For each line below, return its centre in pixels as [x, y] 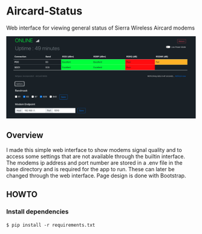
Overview [25, 135]
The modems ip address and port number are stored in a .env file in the [94, 163]
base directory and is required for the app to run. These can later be [90, 169]
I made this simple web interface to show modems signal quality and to [94, 150]
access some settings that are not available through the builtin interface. [96, 156]
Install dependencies [38, 212]
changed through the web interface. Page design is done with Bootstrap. [96, 175]
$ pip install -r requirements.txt [51, 225]
